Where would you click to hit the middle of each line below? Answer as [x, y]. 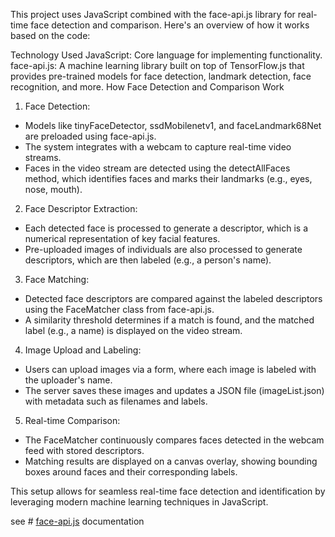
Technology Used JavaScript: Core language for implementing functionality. [166, 55]
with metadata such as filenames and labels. [116, 401]
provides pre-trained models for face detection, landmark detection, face [161, 76]
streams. [43, 157]
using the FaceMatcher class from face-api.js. [119, 309]
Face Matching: [57, 279]
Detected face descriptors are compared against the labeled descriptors [173, 298]
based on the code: [50, 35]
